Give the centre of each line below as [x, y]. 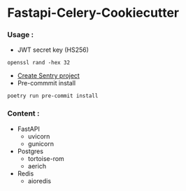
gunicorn [41, 143]
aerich [37, 166]
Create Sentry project [49, 76]
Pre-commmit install [46, 83]
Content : [23, 113]
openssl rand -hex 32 [39, 63]
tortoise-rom [46, 158]
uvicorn [39, 136]
